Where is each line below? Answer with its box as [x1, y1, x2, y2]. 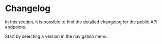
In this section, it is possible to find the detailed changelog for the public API [5, 19, 158, 25]
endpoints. [5, 24, 27, 29]
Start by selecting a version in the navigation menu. [5, 33, 108, 39]
